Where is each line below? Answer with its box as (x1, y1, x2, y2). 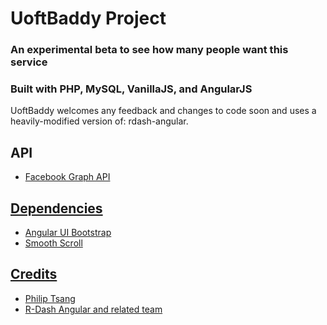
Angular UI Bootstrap (24, 227, 112, 239)
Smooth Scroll (24, 237, 83, 249)
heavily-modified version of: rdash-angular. (10, 115, 189, 127)
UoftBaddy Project (10, 7, 167, 30)
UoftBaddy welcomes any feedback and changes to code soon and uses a (10, 105, 317, 117)
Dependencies (10, 200, 103, 217)
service (10, 55, 48, 69)
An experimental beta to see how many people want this (10, 43, 289, 57)
